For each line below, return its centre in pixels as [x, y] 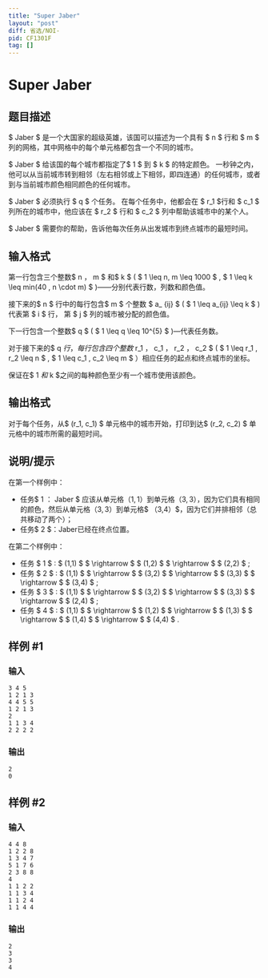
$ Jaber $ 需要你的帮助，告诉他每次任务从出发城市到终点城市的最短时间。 [130, 228]
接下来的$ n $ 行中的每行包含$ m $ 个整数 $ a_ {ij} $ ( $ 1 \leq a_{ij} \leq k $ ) [134, 304]
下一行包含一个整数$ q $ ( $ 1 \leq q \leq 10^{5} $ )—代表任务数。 [115, 331]
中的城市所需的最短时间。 [64, 433]
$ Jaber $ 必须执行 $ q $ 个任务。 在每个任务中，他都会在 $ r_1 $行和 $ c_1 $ [134, 202]
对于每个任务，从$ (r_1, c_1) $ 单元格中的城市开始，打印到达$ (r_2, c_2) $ [128, 423]
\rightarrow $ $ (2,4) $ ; [59, 601]
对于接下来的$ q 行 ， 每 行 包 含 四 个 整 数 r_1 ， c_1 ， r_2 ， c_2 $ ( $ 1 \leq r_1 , [133, 348]
